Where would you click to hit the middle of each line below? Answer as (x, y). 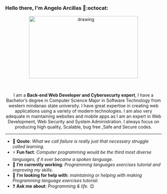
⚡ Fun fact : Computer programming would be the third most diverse (82, 152)
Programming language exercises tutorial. (55, 181)
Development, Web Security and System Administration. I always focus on (83, 122)
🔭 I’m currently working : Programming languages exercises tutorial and (86, 165)
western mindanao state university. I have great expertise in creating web (83, 106)
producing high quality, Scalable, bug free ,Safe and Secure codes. (83, 127)
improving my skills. (33, 170)
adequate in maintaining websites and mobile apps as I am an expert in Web (83, 116)
